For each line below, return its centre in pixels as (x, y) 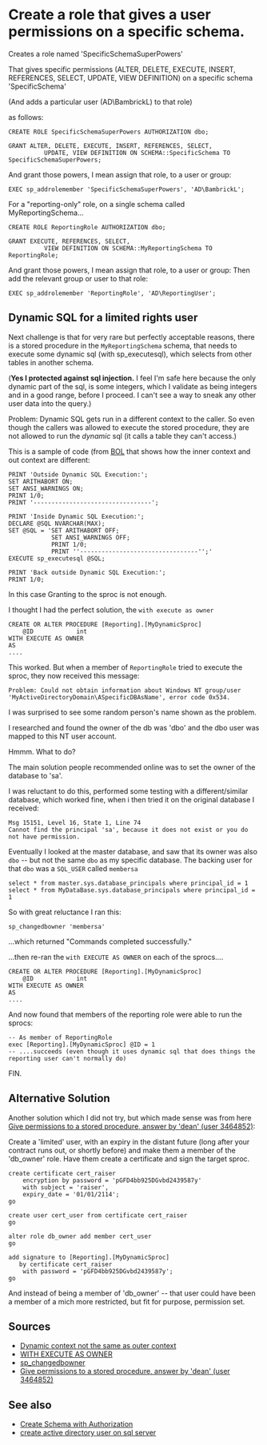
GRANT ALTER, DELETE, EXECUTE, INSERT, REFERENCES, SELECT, (111, 145)
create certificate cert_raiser (62, 1173)
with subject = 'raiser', (66, 1187)
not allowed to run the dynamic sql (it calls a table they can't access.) (123, 436)
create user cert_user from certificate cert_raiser (98, 1215)
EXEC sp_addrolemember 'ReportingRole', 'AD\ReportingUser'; (112, 293)
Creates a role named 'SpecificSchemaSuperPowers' (96, 54)
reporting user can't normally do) (68, 1058)
